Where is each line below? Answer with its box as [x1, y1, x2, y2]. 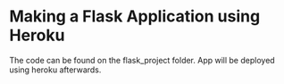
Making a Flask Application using [9, 6, 261, 27]
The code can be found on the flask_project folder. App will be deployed [9, 55, 275, 65]
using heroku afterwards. [9, 64, 102, 75]
